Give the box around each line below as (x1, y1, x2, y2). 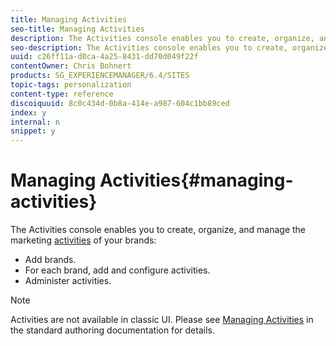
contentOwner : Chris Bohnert (10, 61, 132, 71)
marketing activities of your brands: (10, 234, 157, 246)
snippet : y (10, 126, 56, 136)
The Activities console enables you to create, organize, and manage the (10, 224, 307, 236)
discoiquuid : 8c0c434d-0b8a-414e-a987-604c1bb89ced (10, 98, 230, 108)
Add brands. (24, 254, 77, 266)
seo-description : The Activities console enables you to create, (10, 42, 288, 53)
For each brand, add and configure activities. (24, 264, 211, 276)
